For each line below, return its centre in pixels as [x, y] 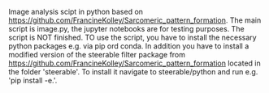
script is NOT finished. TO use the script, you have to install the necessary [133, 37]
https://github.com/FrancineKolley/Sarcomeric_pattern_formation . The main [135, 20]
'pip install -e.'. [33, 80]
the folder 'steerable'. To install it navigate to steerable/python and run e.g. [133, 72]
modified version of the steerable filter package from [97, 55]
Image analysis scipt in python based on [76, 12]
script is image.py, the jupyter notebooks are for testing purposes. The [127, 29]
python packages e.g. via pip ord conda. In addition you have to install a [129, 46]
